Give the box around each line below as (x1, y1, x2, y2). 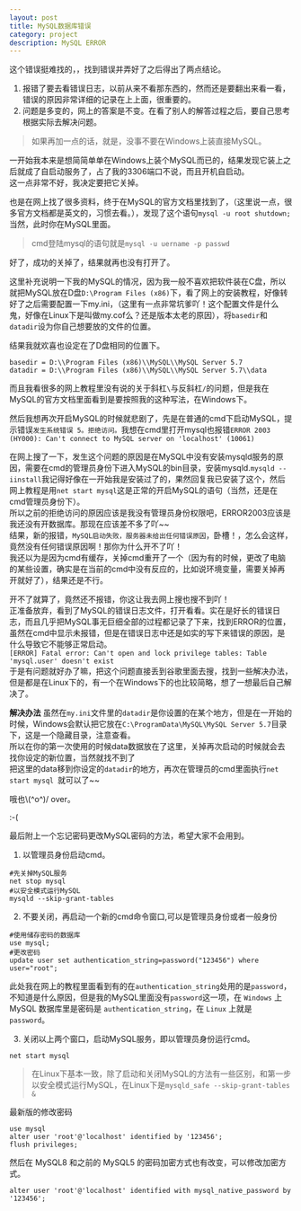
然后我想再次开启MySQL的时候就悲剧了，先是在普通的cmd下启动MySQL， (9, 413, 285, 424)
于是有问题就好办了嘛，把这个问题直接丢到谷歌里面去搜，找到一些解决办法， (9, 666, 293, 676)
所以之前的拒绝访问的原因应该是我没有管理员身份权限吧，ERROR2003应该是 (9, 508, 291, 518)
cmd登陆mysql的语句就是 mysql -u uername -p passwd (31, 238, 231, 249)
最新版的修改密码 (9, 1107, 73, 1118)
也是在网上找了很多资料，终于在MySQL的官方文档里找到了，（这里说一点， (9, 197, 285, 208)
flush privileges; (9, 1140, 78, 1150)
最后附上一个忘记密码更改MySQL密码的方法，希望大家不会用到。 (9, 830, 250, 841)
